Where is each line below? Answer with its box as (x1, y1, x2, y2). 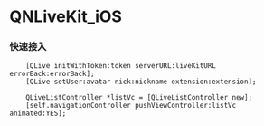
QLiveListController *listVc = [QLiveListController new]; (25, 93, 253, 102)
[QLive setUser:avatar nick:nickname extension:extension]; (25, 77, 257, 87)
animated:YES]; (9, 109, 67, 119)
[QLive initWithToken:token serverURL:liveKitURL (25, 62, 217, 71)
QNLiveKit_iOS (9, 6, 122, 27)
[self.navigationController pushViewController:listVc (25, 102, 237, 111)
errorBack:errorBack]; (9, 70, 95, 79)
